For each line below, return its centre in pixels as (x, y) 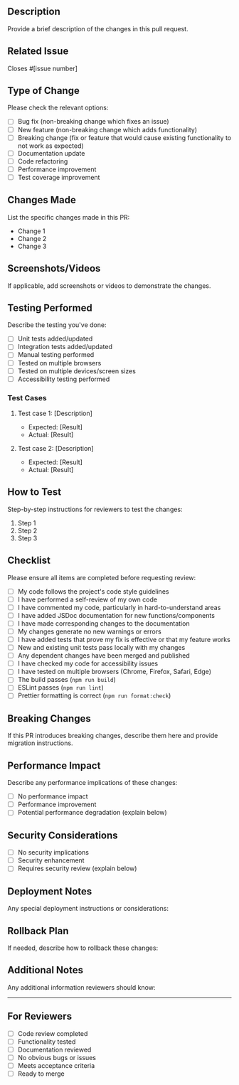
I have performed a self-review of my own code (87, 599)
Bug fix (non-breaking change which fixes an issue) (93, 122)
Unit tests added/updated (55, 339)
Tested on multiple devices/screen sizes (77, 371)
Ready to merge (41, 1074)
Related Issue (38, 52)
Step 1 (27, 523)
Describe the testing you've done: (57, 325)
